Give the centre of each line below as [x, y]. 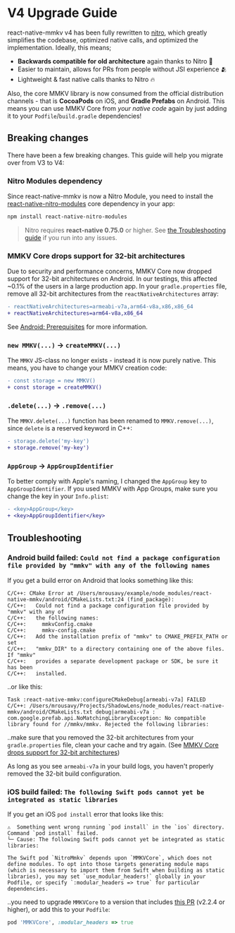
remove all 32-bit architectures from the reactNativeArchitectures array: [113, 294]
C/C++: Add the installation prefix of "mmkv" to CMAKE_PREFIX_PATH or [118, 637]
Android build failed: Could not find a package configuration [114, 558]
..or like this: [25, 687]
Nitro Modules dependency [55, 181]
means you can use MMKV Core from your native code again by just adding [117, 108]
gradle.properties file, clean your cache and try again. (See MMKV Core [113, 745]
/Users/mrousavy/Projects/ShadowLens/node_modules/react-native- [127, 706]
